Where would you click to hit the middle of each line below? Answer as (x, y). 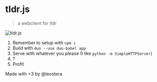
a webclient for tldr (37, 23)
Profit (18, 64)
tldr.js (18, 9)
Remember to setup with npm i (44, 43)
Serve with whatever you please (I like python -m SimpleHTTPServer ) (82, 53)
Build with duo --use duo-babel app (49, 48)
